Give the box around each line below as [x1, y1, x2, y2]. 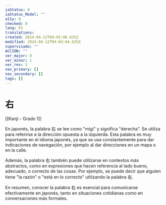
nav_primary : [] [5, 67, 39, 72]
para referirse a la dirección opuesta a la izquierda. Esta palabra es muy [5, 131, 152, 137]
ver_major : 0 [5, 53, 32, 58]
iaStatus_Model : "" [5, 12, 46, 17]
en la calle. [5, 147, 27, 153]
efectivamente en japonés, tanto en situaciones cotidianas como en [5, 190, 143, 196]
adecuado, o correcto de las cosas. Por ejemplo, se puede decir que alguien [5, 168, 161, 174]
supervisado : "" [5, 44, 39, 49]
